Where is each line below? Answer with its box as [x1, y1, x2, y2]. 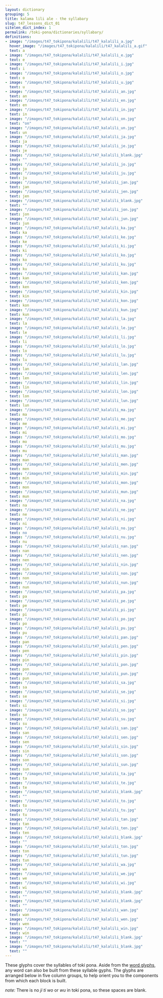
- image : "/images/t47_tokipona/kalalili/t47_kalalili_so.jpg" [5, 707, 137, 712]
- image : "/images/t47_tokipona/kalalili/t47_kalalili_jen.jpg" [5, 189, 139, 194]
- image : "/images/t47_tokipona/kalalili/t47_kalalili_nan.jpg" [5, 544, 139, 549]
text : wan [9, 912, 29, 917]
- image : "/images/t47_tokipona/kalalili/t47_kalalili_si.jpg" [5, 698, 137, 703]
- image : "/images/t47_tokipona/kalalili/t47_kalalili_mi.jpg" [5, 426, 137, 431]
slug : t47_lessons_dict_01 [5, 21, 60, 26]
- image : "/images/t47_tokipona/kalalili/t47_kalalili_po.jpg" [5, 617, 137, 622]
